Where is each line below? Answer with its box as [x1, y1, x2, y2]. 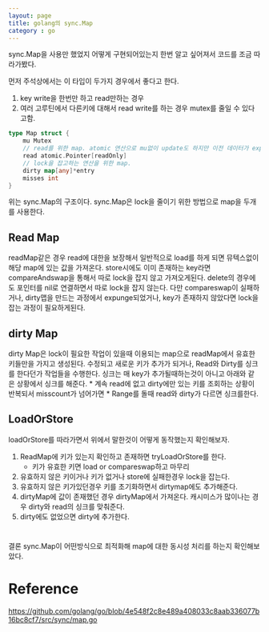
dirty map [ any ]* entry [22, 166, 94, 174]
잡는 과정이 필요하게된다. [8, 303, 86, 313]
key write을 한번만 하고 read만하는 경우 [19, 94, 144, 103]
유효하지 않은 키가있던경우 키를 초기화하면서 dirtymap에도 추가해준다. [19, 482, 239, 491]
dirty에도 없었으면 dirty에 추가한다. [19, 511, 130, 521]
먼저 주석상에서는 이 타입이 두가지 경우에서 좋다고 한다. [8, 77, 179, 86]
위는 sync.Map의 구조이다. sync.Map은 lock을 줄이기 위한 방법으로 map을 [8, 197, 242, 206]
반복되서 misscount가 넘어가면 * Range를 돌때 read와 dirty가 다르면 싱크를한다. [8, 389, 259, 398]
